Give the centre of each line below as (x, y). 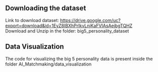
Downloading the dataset (46, 8)
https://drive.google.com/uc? (90, 20)
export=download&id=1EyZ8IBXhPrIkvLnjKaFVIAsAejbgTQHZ (69, 25)
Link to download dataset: (32, 20)
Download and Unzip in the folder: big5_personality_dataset (67, 31)
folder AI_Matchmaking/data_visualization (48, 64)
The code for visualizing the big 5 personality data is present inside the (79, 58)
